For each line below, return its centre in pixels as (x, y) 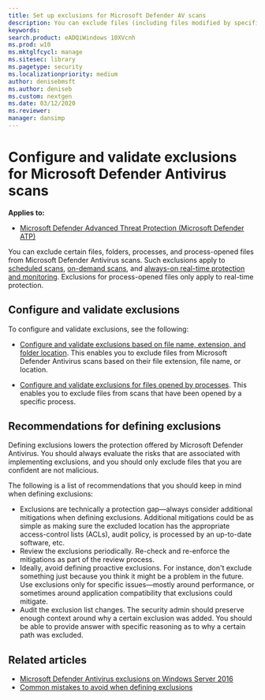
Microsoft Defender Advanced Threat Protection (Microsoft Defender (132, 228)
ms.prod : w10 (30, 45)
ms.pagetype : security (45, 67)
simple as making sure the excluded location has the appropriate (125, 526)
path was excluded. (51, 635)
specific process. (48, 401)
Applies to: (26, 212)
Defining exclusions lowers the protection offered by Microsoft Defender (126, 445)
